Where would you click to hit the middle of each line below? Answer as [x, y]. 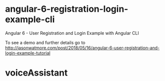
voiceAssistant [36, 73]
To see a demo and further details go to [45, 42]
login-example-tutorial [28, 53]
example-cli [30, 19]
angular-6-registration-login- [67, 9]
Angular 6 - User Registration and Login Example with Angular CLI [72, 33]
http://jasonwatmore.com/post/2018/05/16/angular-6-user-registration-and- [82, 48]
